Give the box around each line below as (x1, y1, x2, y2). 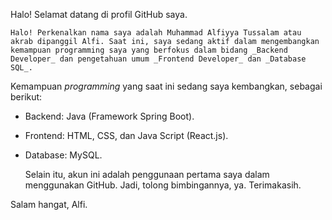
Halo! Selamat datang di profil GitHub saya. (10, 9, 188, 20)
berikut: (10, 91, 43, 103)
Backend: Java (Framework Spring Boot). (24, 110, 195, 122)
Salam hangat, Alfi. (10, 199, 88, 210)
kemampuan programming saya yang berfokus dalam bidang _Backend (10, 45, 288, 55)
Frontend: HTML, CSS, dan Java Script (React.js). (24, 130, 229, 141)
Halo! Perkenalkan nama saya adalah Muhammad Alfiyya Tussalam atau (10, 28, 302, 38)
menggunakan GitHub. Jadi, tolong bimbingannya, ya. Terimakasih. (24, 179, 302, 191)
